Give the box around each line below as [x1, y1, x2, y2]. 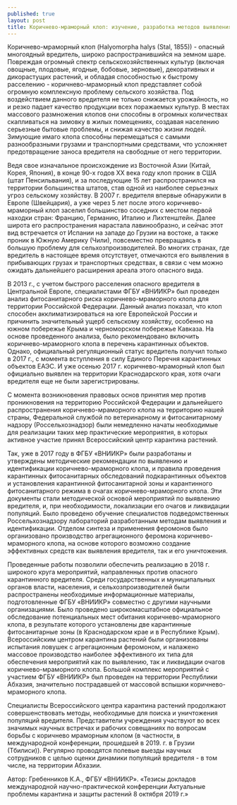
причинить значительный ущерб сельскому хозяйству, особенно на [7, 317, 214, 326]
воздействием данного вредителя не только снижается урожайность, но [7, 95, 229, 104]
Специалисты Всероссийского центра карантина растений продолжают [7, 701, 226, 710]
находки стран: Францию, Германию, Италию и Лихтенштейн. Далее [7, 214, 217, 222]
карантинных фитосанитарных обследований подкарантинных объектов [7, 472, 227, 480]
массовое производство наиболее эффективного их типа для [7, 650, 193, 659]
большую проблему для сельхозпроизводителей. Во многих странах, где [7, 244, 230, 252]
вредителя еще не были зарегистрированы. [7, 377, 140, 386]
